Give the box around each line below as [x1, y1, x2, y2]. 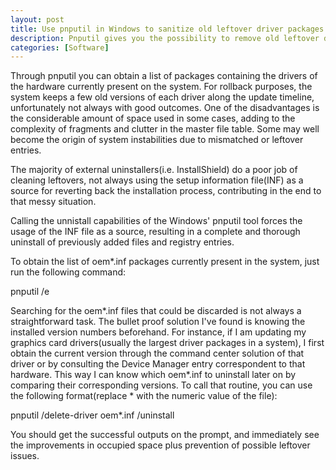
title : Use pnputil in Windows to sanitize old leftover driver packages [10, 24, 325, 34]
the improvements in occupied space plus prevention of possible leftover [10, 439, 311, 451]
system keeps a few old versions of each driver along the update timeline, [10, 91, 315, 103]
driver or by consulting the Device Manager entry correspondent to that [10, 358, 306, 370]
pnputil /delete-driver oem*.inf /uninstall [10, 409, 175, 421]
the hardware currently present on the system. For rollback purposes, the [10, 81, 313, 93]
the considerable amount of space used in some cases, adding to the [10, 112, 296, 125]
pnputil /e [10, 286, 50, 298]
